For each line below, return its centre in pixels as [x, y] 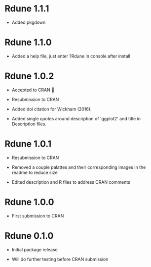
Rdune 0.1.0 [29, 236]
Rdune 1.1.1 [27, 9]
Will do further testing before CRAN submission [60, 259]
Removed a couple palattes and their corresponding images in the [79, 167]
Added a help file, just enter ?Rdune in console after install [71, 56]
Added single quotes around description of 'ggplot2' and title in [76, 118]
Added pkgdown [29, 22]
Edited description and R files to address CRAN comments [71, 182]
